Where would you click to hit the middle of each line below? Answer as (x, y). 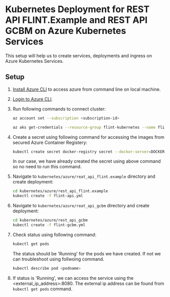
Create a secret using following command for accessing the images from (88, 137)
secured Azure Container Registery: (50, 142)
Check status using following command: (54, 235)
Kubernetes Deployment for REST (77, 9)
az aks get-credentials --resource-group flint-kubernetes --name (84, 127)
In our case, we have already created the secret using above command (87, 161)
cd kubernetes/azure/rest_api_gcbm (50, 220)
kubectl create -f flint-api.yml (48, 196)
